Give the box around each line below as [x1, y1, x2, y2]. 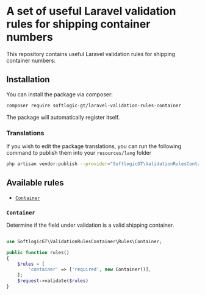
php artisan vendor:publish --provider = [6, 160, 111, 167]
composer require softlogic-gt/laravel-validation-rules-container [6, 102, 182, 108]
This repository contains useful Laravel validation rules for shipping [6, 50, 176, 57]
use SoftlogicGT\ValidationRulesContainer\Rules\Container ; [6, 238, 163, 244]
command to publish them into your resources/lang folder [6, 149, 152, 156]
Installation [6, 74, 50, 85]
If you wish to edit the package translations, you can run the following [6, 142, 182, 150]
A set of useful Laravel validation [6, 4, 176, 18]
